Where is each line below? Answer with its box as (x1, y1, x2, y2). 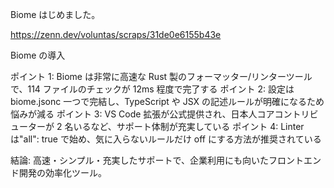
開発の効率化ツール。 (18, 167, 107, 178)
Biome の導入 (10, 49, 66, 61)
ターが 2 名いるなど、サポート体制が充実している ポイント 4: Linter (27, 121, 305, 132)
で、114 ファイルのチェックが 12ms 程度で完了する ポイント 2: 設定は (10, 83, 295, 95)
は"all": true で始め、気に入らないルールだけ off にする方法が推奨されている (10, 133, 322, 145)
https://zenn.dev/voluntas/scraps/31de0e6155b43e (10, 29, 222, 40)
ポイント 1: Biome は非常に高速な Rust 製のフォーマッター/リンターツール (10, 71, 313, 82)
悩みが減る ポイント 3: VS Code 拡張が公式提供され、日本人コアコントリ (10, 108, 310, 120)
